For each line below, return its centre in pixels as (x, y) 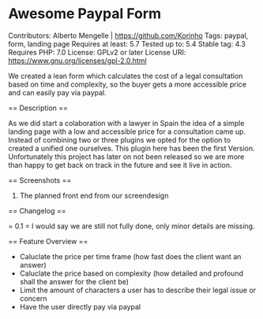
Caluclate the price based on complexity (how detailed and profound (131, 273)
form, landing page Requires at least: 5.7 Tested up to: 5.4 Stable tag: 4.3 (127, 43)
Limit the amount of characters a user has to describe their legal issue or (138, 290)
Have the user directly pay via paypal (80, 306)
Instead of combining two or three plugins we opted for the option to (120, 139)
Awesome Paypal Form (85, 14)
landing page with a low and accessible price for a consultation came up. (127, 132)
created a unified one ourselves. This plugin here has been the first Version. (131, 148)
